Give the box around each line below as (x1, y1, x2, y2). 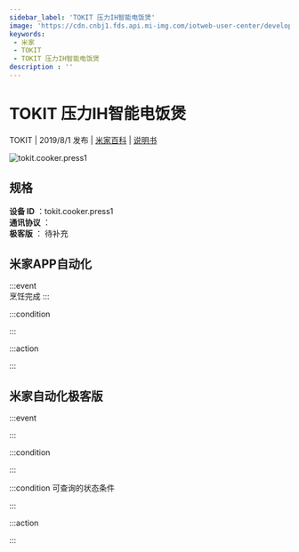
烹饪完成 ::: (9, 291, 51, 302)
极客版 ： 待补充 (9, 228, 69, 238)
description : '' (9, 63, 74, 72)
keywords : (9, 29, 46, 38)
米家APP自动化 (9, 257, 92, 272)
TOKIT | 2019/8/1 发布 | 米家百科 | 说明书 (9, 134, 158, 145)
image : (9, 21, 34, 30)
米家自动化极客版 (9, 388, 103, 404)
